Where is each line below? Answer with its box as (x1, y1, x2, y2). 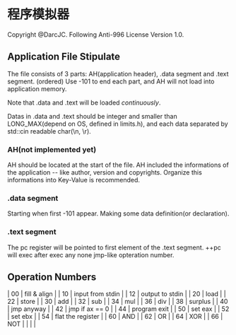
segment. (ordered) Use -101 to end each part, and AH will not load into (7, 77, 215, 86)
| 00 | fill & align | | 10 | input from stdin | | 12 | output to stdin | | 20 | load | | (7, 290, 226, 298)
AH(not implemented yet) (7, 144, 97, 154)
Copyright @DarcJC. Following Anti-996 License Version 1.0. (7, 30, 184, 39)
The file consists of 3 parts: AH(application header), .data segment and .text (7, 69, 229, 78)
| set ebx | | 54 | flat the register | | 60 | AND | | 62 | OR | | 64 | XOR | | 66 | (7, 312, 223, 321)
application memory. (7, 84, 67, 93)
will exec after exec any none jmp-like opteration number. (7, 250, 175, 259)
